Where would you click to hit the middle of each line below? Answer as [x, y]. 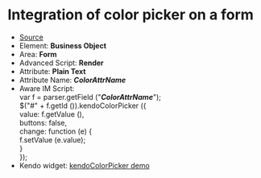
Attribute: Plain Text [52, 71]
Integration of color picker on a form [131, 15]
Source [31, 37]
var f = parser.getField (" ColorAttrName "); [90, 97]
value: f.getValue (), [52, 114]
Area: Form [38, 54]
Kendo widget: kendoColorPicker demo [84, 165]
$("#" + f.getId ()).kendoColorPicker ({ [83, 106]
